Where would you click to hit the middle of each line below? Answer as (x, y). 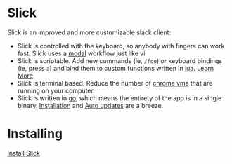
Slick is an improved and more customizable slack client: (89, 32)
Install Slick (24, 153)
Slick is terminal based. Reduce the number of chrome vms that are (115, 83)
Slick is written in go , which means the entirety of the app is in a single (120, 98)
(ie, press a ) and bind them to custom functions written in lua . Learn (116, 68)
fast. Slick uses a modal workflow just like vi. (82, 53)
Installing (35, 134)
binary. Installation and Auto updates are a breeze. (90, 105)
